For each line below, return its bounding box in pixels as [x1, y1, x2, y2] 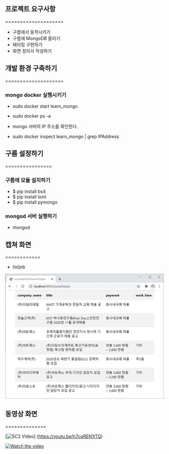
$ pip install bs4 [12, 188, 46, 194]
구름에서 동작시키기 [12, 29, 51, 35]
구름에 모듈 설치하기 [5, 176, 51, 183]
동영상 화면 [5, 410, 38, 418]
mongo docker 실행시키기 [5, 91, 67, 98]
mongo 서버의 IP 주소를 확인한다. [12, 123, 78, 129]
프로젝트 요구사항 [5, 5, 56, 14]
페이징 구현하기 [12, 41, 43, 47]
